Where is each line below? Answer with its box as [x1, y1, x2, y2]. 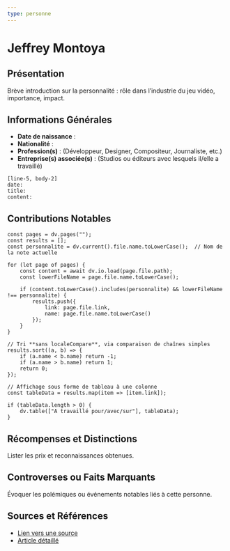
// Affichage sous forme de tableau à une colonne [7, 384, 158, 391]
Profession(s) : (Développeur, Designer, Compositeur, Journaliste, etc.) [17, 147, 223, 155]
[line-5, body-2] [7, 176, 58, 183]
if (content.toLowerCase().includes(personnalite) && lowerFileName [20, 286, 223, 293]
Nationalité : [17, 140, 54, 148]
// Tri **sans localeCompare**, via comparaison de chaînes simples [7, 341, 210, 348]
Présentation [7, 68, 65, 80]
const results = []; [7, 238, 68, 245]
